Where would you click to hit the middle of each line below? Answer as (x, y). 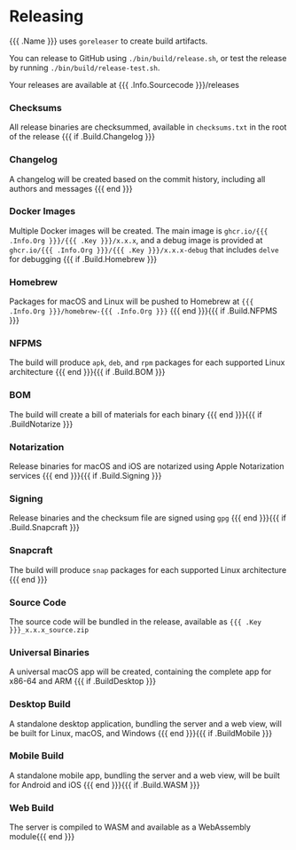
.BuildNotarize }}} (41, 424)
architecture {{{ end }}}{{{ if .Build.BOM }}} (87, 372)
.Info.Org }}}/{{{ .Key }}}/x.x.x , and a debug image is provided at (136, 240)
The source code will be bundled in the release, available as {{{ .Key (135, 621)
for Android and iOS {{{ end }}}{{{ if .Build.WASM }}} (105, 784)
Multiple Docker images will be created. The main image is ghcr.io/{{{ (139, 230)
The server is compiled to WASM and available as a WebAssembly (130, 827)
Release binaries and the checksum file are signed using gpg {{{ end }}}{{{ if (148, 518)
